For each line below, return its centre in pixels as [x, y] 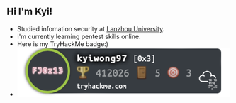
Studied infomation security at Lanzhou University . [91, 28]
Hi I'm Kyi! [30, 12]
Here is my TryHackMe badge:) [63, 44]
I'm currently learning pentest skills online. [79, 36]
